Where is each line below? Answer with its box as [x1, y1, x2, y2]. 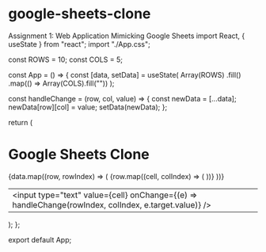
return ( [8, 117, 33, 127]
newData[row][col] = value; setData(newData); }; [8, 102, 168, 112]
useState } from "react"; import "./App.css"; [8, 39, 150, 48]
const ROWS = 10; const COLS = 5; [8, 55, 123, 64]
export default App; [8, 235, 72, 244]
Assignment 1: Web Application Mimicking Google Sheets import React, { [8, 31, 245, 40]
